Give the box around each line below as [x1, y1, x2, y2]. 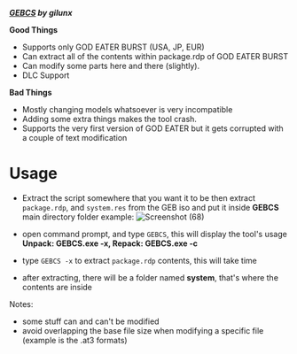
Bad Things [9, 88, 52, 97]
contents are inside [21, 281, 93, 292]
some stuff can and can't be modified [21, 316, 160, 327]
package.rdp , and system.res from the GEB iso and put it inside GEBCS [21, 202, 279, 212]
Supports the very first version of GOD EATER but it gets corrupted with [21, 123, 284, 134]
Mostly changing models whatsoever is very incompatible [21, 104, 233, 114]
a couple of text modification [21, 133, 128, 142]
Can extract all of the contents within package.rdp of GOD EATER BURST [21, 51, 289, 61]
